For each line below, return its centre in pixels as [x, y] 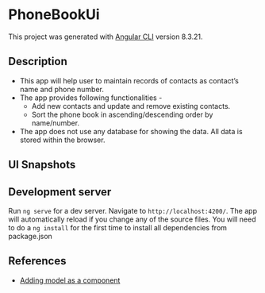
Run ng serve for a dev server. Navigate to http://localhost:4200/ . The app [133, 210]
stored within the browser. [62, 140]
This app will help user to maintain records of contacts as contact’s [129, 80]
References [37, 261]
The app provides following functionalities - [91, 98]
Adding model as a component [70, 280]
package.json [31, 236]
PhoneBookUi [54, 15]
